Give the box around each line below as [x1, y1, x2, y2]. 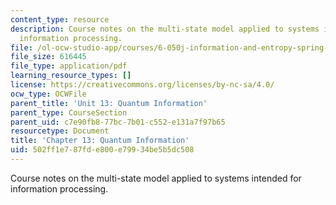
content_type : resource [10, 14, 110, 25]
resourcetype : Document [10, 126, 110, 136]
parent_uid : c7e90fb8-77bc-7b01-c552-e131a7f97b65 [10, 117, 226, 127]
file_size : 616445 [10, 52, 87, 62]
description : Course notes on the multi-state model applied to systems [10, 24, 320, 34]
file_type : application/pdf [10, 61, 128, 71]
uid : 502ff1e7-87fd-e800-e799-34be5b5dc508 [10, 145, 195, 155]
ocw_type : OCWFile [10, 89, 87, 99]
